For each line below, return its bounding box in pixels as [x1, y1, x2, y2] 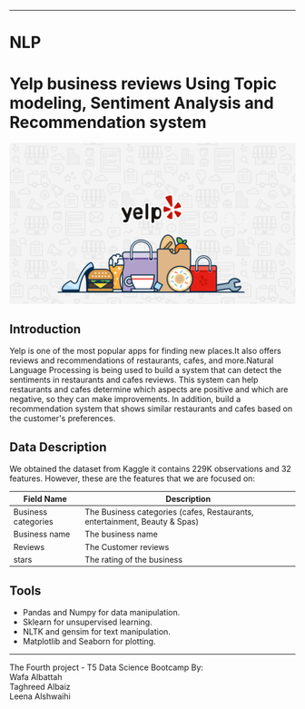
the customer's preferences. [9, 413, 116, 424]
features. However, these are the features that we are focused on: [9, 473, 256, 484]
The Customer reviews [84, 541, 170, 552]
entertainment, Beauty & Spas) [84, 517, 200, 527]
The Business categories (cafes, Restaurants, [84, 507, 254, 517]
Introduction [9, 321, 82, 337]
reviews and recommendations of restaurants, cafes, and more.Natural [9, 355, 274, 366]
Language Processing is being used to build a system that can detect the [9, 365, 282, 376]
